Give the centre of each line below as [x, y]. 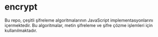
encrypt [21, 7]
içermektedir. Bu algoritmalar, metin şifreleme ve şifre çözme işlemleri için [79, 25]
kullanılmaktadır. [21, 30]
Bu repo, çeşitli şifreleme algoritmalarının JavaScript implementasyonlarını [79, 20]
